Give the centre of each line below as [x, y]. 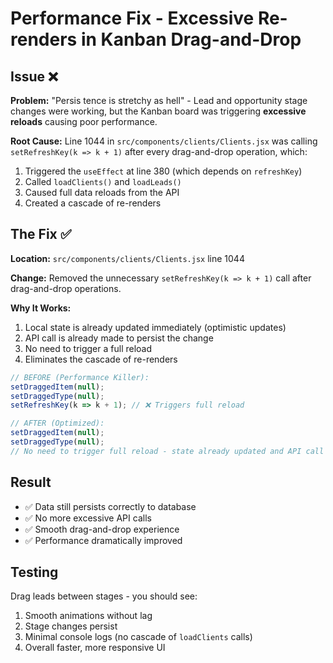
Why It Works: [41, 308]
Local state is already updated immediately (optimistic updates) [155, 327]
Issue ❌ [34, 76]
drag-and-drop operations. [66, 288]
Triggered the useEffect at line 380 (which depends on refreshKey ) [163, 171]
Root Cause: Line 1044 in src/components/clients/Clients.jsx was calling [164, 141]
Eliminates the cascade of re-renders [101, 359]
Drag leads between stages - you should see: [104, 596]
